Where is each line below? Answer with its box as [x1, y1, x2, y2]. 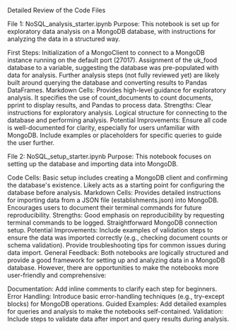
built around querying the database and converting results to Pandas [7, 78, 208, 87]
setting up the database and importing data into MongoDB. [7, 160, 179, 168]
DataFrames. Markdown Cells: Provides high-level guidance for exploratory [7, 86, 226, 94]
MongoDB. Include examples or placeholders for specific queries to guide [7, 131, 223, 139]
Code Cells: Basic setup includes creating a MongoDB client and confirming [7, 173, 228, 182]
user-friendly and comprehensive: [7, 271, 107, 279]
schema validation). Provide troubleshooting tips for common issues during [7, 241, 226, 249]
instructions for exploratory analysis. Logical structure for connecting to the [7, 109, 228, 117]
